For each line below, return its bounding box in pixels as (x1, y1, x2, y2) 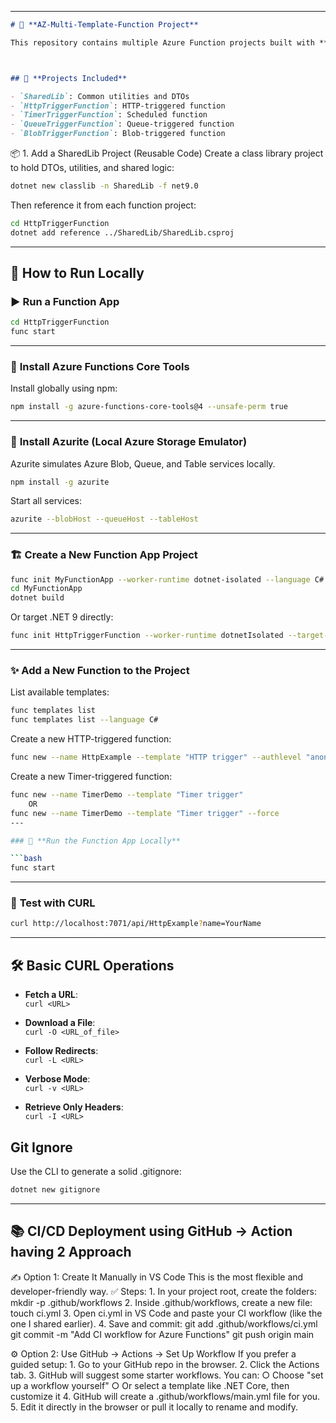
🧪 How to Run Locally (10, 265, 145, 282)
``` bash (10, 854, 43, 864)
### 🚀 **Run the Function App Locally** (10, 836, 182, 846)
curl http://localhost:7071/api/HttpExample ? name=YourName (10, 919, 262, 929)
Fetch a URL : (24, 989, 79, 1001)
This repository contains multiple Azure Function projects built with (10, 37, 315, 48)
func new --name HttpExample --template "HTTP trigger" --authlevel (10, 752, 302, 763)
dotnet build (10, 593, 65, 603)
